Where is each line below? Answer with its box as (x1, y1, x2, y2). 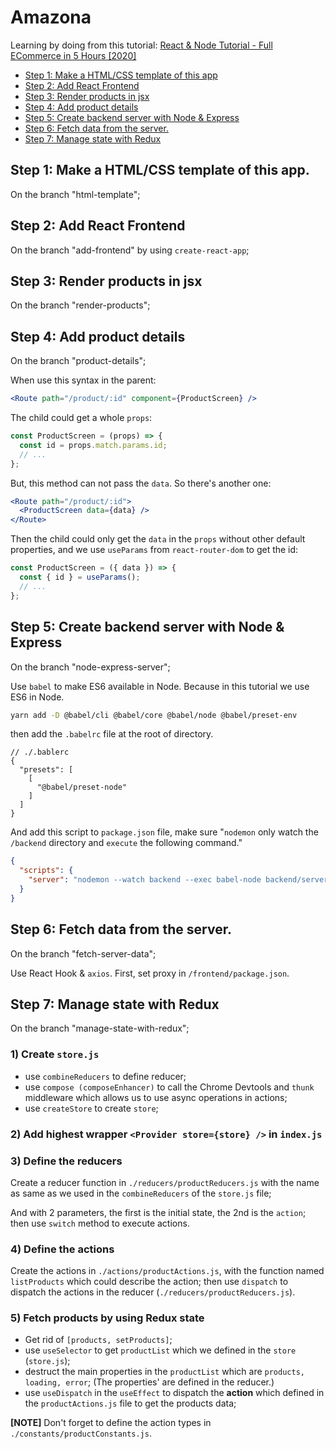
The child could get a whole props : (10, 412, 153, 424)
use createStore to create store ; (24, 1102, 159, 1114)
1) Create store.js (10, 1047, 100, 1061)
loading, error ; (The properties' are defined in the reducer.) (24, 1376, 275, 1388)
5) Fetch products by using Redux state (10, 1311, 205, 1325)
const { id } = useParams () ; (19, 572, 141, 583)
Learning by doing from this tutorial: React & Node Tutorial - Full (10, 39, 273, 51)
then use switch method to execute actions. (10, 1217, 190, 1229)
